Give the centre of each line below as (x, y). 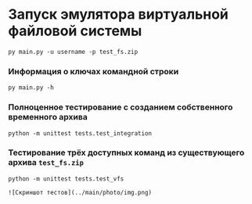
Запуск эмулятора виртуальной (119, 14)
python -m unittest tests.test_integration (80, 133)
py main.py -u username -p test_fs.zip (73, 52)
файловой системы (75, 31)
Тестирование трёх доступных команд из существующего (126, 152)
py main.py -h (31, 88)
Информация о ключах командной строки (94, 71)
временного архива (48, 117)
